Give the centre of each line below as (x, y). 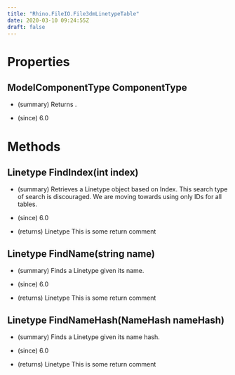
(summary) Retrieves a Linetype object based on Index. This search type (122, 189)
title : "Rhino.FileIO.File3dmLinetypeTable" (73, 14)
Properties (39, 62)
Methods (34, 147)
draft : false (26, 27)
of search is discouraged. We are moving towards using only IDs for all (120, 197)
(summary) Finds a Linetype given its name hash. (88, 337)
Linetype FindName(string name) (81, 254)
